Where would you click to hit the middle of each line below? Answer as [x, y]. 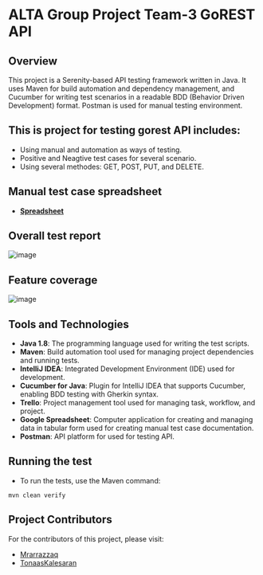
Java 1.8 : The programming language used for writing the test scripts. [134, 343]
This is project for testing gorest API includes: [124, 130]
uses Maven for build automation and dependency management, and [122, 88]
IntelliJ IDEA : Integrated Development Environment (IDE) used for [127, 369]
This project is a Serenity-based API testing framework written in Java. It [128, 80]
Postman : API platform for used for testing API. [97, 436]
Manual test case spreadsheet [85, 192]
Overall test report [55, 236]
